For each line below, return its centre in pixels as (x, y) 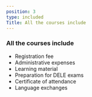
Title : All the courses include (46, 22)
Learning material (36, 69)
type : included (25, 17)
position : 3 (21, 12)
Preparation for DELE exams (49, 75)
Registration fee (34, 56)
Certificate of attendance (45, 81)
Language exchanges (41, 88)
